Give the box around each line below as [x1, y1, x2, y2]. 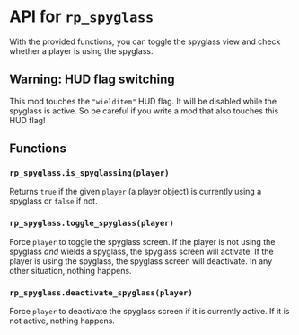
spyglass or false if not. [9, 195, 98, 206]
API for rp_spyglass [9, 6, 154, 27]
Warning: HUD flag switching [9, 72, 175, 87]
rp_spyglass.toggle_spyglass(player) [9, 218, 175, 229]
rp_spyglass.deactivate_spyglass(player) [9, 287, 193, 298]
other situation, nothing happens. [9, 265, 132, 276]
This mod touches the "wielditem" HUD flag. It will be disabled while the [9, 95, 277, 106]
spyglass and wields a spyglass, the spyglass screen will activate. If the [9, 246, 274, 257]
